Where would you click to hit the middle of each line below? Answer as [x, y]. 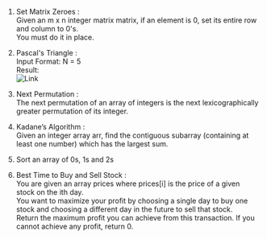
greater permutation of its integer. [72, 111]
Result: [27, 70]
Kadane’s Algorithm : [50, 127]
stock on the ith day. [50, 192]
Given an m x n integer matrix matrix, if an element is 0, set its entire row [136, 20]
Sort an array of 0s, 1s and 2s [65, 159]
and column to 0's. [47, 29]
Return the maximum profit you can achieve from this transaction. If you [136, 218]
